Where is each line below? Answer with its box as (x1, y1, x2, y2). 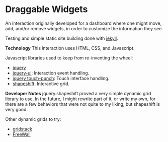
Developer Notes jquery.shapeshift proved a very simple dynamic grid (5, 90, 151, 96)
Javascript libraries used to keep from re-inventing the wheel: (5, 54, 133, 61)
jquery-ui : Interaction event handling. (12, 69, 90, 76)
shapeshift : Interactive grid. (12, 81, 69, 87)
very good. (5, 106, 28, 112)
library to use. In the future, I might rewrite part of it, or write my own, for (5, 96, 156, 102)
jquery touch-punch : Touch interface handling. (12, 75, 110, 81)
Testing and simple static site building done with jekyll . (5, 35, 118, 41)
